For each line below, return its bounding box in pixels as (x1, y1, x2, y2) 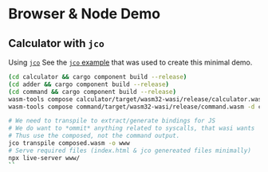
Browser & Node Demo (8, 5, 161, 23)
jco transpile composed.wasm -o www (8, 139, 130, 147)
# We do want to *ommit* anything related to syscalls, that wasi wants (8, 124, 255, 132)
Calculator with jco (8, 37, 105, 50)
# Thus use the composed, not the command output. (8, 132, 180, 140)
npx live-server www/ (8, 154, 81, 162)
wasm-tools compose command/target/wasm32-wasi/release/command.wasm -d (8, 103, 255, 111)
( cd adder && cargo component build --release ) (8, 80, 170, 88)
